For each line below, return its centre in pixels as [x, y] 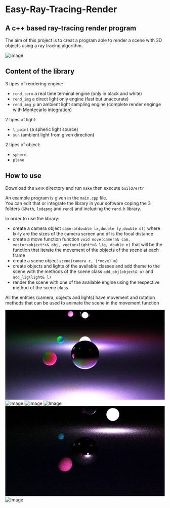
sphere [19, 155]
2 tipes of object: [23, 144]
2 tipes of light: [21, 119]
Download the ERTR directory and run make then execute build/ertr [75, 188]
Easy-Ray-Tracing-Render [61, 9]
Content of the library [40, 71]
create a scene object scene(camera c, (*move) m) [65, 260]
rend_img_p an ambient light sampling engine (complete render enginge [87, 104]
